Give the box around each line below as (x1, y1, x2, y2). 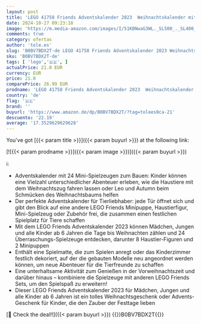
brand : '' (6, 103, 31, 110)
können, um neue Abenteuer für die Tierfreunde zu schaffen (14, 261, 164, 268)
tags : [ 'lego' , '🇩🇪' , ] (6, 59, 68, 65)
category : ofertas (6, 37, 52, 43)
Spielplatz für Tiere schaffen (14, 217, 86, 224)
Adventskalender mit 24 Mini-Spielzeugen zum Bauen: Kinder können (14, 172, 187, 180)
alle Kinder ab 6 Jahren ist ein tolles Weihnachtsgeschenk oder (14, 293, 170, 300)
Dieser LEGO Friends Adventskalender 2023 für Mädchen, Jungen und (14, 287, 190, 294)
